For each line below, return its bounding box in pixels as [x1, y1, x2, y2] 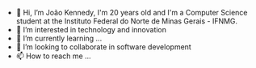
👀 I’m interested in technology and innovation [15, 25, 167, 34]
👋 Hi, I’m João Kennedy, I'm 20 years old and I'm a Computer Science [15, 8, 248, 17]
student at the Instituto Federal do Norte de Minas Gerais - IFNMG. [15, 16, 238, 26]
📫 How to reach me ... [15, 51, 91, 61]
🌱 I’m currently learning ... [15, 33, 103, 43]
